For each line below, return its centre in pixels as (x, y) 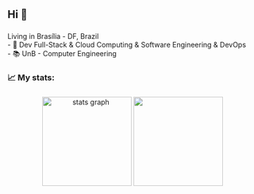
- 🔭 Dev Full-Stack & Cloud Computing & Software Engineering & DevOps (127, 45)
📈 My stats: (31, 78)
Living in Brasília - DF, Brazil (53, 36)
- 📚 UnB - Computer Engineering (62, 54)
